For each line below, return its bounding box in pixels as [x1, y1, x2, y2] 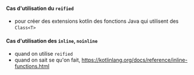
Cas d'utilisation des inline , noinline [6, 37, 98, 44]
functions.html [14, 63, 50, 70]
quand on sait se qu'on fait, [14, 56, 81, 64]
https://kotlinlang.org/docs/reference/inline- [81, 56, 188, 64]
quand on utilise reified [14, 50, 73, 57]
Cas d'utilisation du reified [6, 5, 74, 12]
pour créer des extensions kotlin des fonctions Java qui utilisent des [14, 18, 179, 25]
